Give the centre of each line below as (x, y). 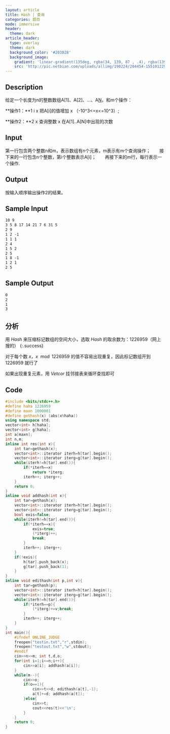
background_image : (29, 57)
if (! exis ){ (26, 557)
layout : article (22, 10)
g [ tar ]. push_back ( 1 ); (46, 567)
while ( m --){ (27, 675)
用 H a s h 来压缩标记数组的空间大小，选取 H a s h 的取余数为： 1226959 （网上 (83, 339)
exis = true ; (44, 529)
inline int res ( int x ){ (30, 444)
